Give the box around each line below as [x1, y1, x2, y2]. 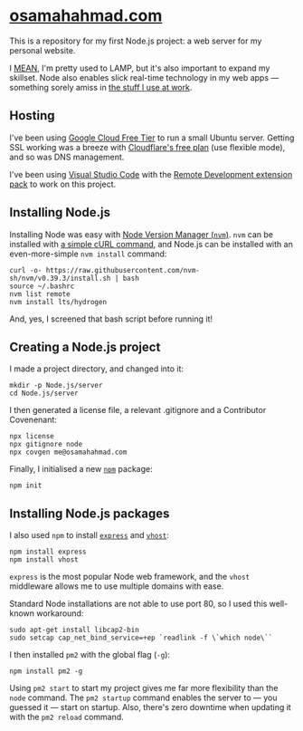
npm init [9, 481, 43, 490]
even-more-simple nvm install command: [9, 248, 167, 259]
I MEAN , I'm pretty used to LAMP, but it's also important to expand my [9, 63, 270, 73]
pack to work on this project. [9, 178, 117, 189]
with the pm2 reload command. [9, 712, 124, 723]
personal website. [9, 44, 76, 55]
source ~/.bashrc [9, 282, 75, 291]
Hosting [9, 108, 56, 123]
